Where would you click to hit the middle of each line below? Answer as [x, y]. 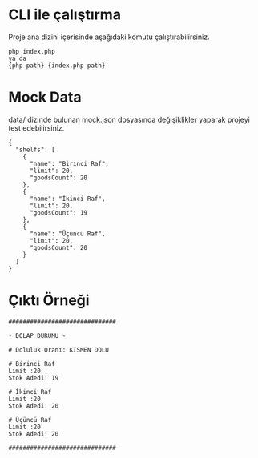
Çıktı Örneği [49, 301]
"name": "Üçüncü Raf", [67, 234]
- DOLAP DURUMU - [37, 335]
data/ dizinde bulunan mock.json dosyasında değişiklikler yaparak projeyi [129, 119]
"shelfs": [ [36, 150]
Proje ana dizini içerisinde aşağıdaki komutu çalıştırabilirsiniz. [109, 37]
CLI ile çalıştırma [65, 15]
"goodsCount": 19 [58, 213]
